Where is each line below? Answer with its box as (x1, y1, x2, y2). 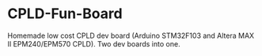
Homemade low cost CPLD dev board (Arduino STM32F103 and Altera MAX (7, 31, 255, 40)
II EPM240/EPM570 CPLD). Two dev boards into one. (7, 39, 180, 48)
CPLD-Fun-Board (7, 5, 123, 23)
